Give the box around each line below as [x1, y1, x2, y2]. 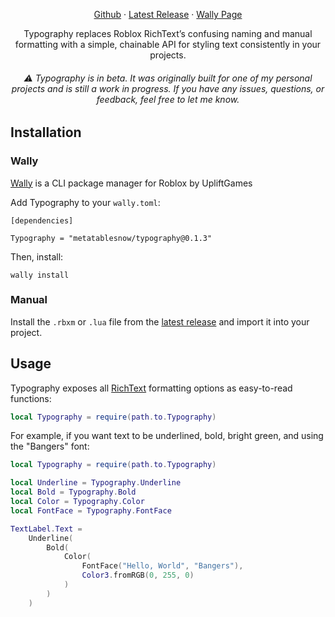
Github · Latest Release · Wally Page [93, 9, 243, 20]
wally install [10, 270, 70, 280]
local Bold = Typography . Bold [10, 487, 137, 498]
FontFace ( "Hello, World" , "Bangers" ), [81, 561, 244, 571]
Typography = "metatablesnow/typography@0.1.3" [10, 233, 213, 243]
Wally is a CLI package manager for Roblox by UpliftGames [10, 177, 253, 189]
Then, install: [10, 250, 64, 263]
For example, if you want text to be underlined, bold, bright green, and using [10, 430, 324, 442]
